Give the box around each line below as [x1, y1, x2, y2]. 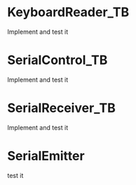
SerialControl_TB [7, 52, 108, 68]
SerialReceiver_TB [7, 100, 116, 116]
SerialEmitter [7, 148, 86, 164]
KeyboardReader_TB [7, 4, 130, 20]
